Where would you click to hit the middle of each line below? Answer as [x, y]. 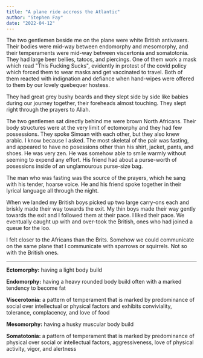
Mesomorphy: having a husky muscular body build [70, 324]
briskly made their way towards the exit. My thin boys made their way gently [101, 209]
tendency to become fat [36, 288]
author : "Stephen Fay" [35, 18]
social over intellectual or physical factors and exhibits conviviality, [89, 306]
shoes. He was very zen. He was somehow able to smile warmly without [96, 153]
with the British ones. [33, 253]
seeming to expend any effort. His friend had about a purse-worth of [92, 160]
